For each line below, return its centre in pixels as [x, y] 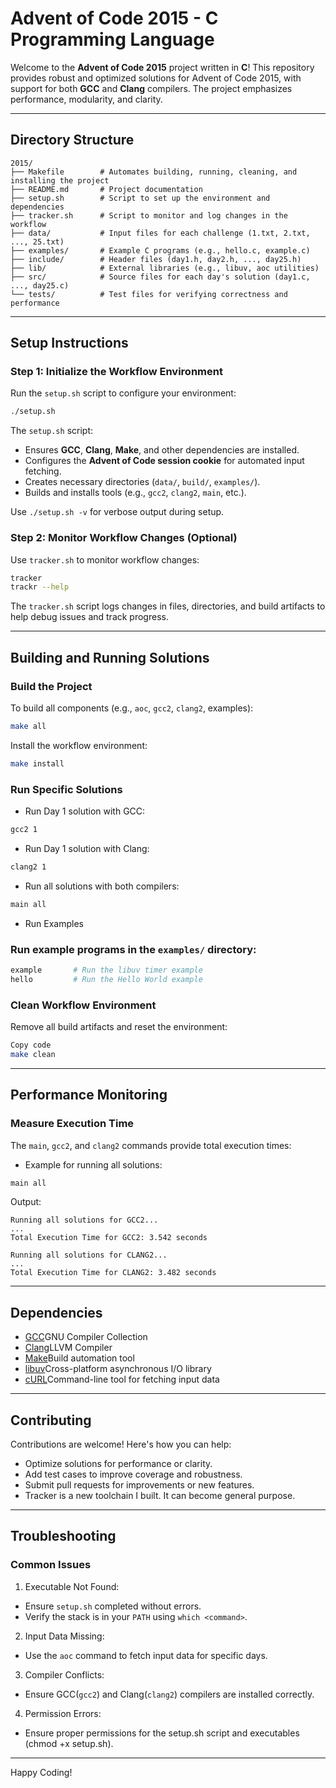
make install [37, 763]
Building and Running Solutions [110, 657]
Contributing [51, 1420]
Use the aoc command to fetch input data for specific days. [146, 1655]
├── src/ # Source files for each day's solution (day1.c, [160, 277]
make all [28, 727]
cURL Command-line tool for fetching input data [122, 1379]
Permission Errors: [63, 1713]
